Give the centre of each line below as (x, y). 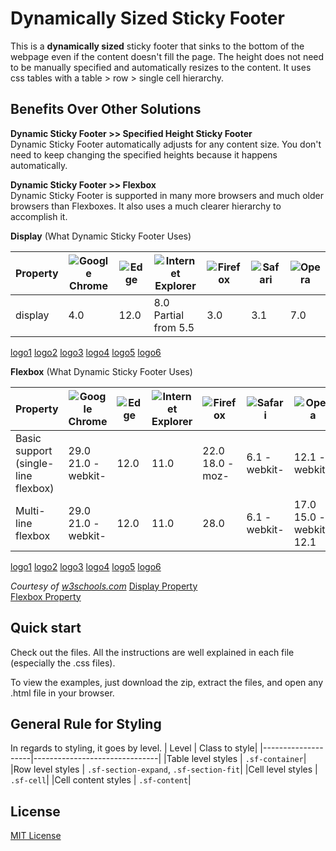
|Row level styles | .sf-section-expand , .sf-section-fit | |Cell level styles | (164, 769)
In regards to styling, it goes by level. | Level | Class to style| (134, 748)
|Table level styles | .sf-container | (235, 759)
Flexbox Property (46, 596)
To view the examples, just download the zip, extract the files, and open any (167, 682)
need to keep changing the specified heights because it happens (144, 154)
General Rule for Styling (86, 723)
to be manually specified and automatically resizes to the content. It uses (161, 67)
